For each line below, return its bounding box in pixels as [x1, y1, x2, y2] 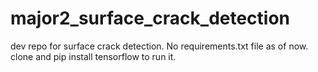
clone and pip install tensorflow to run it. [10, 50, 177, 62]
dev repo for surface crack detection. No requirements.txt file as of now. [10, 40, 309, 52]
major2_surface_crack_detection [10, 7, 291, 30]
